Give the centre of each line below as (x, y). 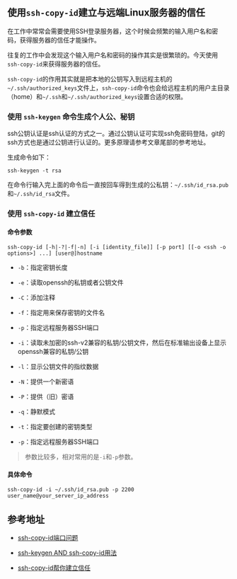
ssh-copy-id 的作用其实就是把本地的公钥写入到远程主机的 (90, 79)
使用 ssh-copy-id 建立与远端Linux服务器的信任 (106, 13)
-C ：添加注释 (36, 298)
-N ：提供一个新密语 (46, 382)
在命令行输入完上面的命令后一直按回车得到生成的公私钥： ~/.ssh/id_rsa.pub (118, 185)
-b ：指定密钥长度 (43, 268)
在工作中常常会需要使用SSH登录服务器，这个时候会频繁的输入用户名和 (110, 31)
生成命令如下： (29, 157)
